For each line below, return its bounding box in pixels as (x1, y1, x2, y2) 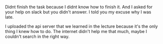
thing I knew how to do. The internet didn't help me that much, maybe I (5, 29, 147, 34)
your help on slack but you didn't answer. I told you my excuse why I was (5, 9, 152, 15)
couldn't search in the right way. (5, 33, 70, 39)
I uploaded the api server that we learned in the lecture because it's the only (5, 23, 158, 29)
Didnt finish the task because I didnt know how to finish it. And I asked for (5, 4, 153, 10)
